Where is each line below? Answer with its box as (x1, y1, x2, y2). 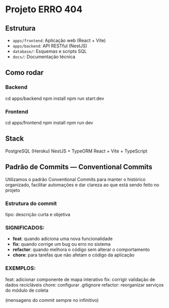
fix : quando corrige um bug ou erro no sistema (12, 241, 111, 247)
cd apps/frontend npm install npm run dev (5, 119, 93, 125)
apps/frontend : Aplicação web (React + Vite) (12, 37, 106, 43)
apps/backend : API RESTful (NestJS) (12, 43, 88, 49)
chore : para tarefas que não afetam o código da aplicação (12, 252, 135, 258)
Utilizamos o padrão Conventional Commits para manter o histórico (5, 176, 146, 182)
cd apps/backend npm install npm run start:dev (5, 95, 105, 101)
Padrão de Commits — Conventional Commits (5, 163, 153, 171)
